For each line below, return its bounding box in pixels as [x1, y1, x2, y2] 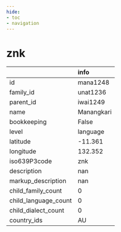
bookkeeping [9, 118, 47, 126]
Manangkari [77, 108, 112, 116]
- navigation [6, 20, 40, 26]
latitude [9, 138, 31, 146]
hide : [6, 8, 20, 15]
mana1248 [77, 78, 109, 87]
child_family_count [9, 187, 62, 195]
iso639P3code [9, 157, 52, 165]
